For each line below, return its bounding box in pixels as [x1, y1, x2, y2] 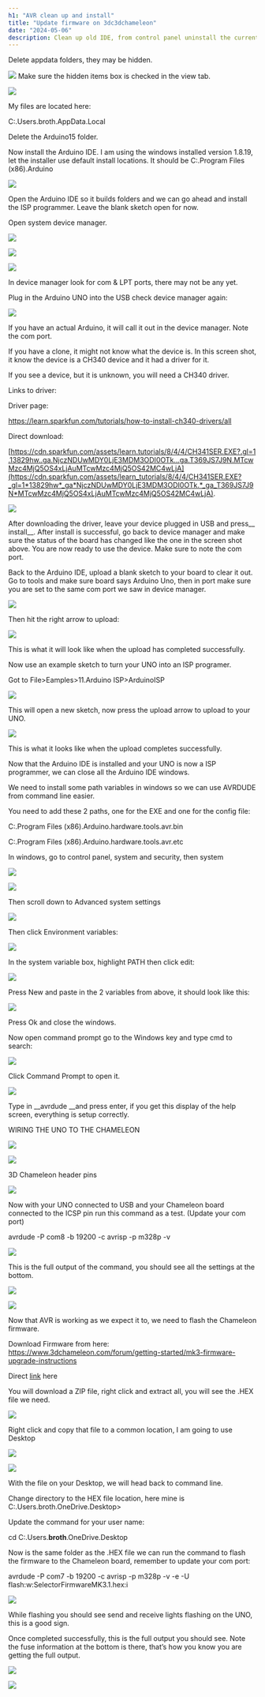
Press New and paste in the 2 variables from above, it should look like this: [8, 987, 250, 997]
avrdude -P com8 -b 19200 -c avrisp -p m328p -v [8, 1232, 171, 1242]
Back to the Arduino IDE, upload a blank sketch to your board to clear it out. [8, 568, 253, 577]
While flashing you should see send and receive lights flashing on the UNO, [8, 1610, 253, 1620]
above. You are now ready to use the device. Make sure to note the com [8, 544, 242, 553]
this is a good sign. [8, 1619, 69, 1628]
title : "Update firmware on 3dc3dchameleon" [8, 19, 157, 27]
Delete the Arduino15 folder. [8, 132, 99, 142]
